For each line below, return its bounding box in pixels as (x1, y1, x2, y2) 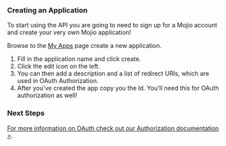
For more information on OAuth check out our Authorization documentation (7, 124, 219, 132)
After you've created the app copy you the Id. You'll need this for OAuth (16, 84, 219, 93)
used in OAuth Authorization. (16, 77, 99, 85)
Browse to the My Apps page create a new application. (7, 42, 162, 50)
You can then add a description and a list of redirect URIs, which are (16, 69, 210, 77)
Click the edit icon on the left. (16, 62, 101, 71)
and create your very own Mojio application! (7, 28, 131, 36)
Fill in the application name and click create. (16, 55, 142, 63)
